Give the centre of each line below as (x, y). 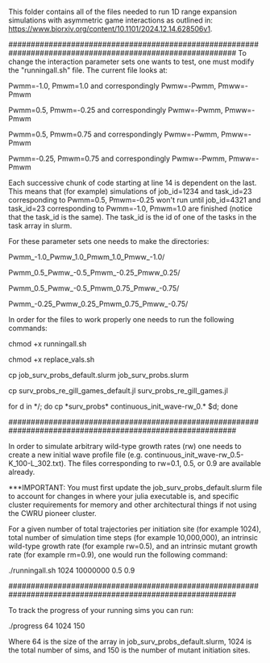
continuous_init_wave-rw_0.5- (194, 455)
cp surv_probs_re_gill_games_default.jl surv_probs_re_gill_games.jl (118, 390)
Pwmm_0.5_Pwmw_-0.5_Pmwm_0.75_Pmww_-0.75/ (94, 288)
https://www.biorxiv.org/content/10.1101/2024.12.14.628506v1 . (110, 29)
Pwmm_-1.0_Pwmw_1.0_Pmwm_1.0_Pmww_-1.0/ (87, 257)
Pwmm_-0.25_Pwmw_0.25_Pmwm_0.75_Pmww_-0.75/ (98, 304)
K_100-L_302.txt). (37, 463)
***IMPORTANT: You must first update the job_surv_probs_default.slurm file (135, 487)
